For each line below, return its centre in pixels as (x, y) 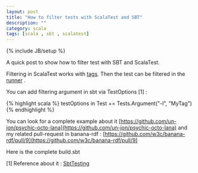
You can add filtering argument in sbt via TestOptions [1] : (77, 92)
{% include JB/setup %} (36, 51)
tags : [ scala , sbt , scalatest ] (48, 34)
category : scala (26, 28)
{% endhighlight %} (30, 110)
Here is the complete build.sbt (43, 152)
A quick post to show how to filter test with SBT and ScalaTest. (83, 63)
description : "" (26, 23)
